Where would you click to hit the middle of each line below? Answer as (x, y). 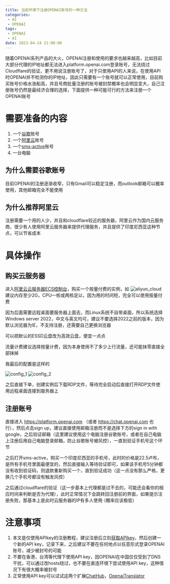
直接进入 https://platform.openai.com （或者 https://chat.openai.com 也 (80, 421)
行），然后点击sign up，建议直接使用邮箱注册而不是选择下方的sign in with (81, 428)
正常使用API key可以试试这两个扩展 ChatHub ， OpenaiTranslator (79, 576)
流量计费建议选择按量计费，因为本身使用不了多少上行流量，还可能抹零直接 (83, 347)
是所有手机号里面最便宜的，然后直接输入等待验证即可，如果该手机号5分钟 (82, 464)
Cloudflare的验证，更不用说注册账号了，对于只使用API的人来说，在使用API (83, 71)
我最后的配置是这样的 (27, 364)
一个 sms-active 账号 (33, 146)
